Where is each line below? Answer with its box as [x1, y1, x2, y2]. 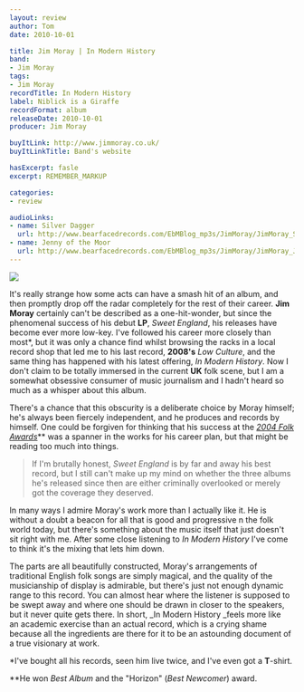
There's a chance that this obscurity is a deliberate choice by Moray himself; [9, 402, 295, 413]
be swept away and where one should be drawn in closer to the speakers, [9, 599, 285, 610]
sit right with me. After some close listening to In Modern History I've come [9, 533, 289, 544]
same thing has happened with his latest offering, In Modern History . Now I [9, 355, 290, 367]
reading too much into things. [9, 440, 119, 451]
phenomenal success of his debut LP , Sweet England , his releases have [9, 317, 278, 328]
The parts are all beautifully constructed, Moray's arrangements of [9, 561, 258, 572]
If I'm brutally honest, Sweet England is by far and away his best [31, 458, 271, 469]
